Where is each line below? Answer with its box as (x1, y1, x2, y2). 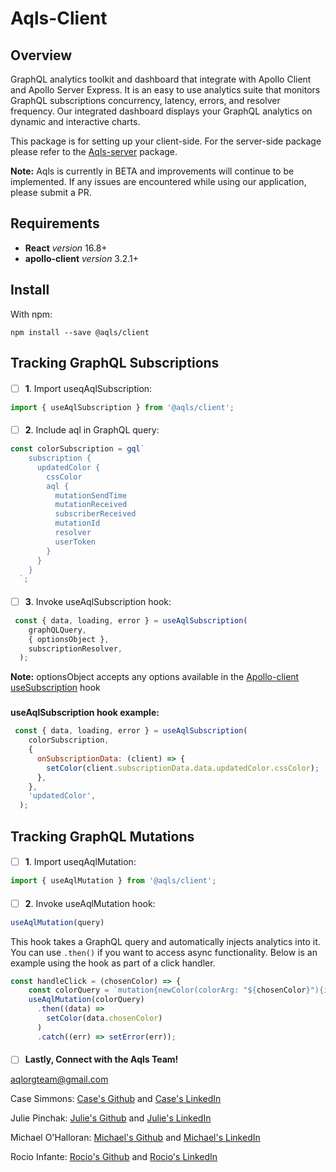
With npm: (10, 308, 53, 320)
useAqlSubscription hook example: (10, 707, 160, 719)
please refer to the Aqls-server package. (10, 146, 178, 157)
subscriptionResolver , (28, 643, 123, 654)
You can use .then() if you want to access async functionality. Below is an (10, 946, 318, 958)
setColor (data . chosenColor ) (46, 1013, 163, 1024)
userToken (54, 537, 97, 547)
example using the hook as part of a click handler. (10, 957, 216, 969)
